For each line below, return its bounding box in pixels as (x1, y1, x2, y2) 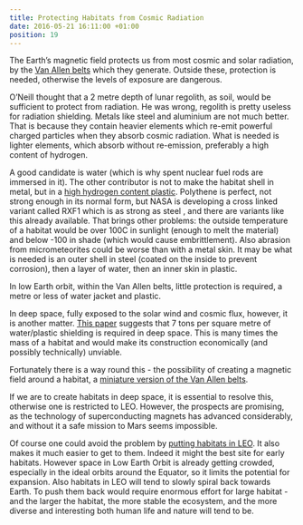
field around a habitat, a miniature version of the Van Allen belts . (9, 374, 249, 385)
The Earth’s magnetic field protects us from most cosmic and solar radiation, (9, 55, 294, 66)
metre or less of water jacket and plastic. (9, 291, 161, 302)
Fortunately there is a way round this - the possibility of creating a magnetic (9, 365, 292, 375)
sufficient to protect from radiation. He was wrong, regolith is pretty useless (9, 102, 292, 112)
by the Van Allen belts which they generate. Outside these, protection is (9, 64, 277, 75)
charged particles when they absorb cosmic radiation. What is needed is (9, 131, 279, 141)
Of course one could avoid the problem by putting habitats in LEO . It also (9, 438, 280, 449)
